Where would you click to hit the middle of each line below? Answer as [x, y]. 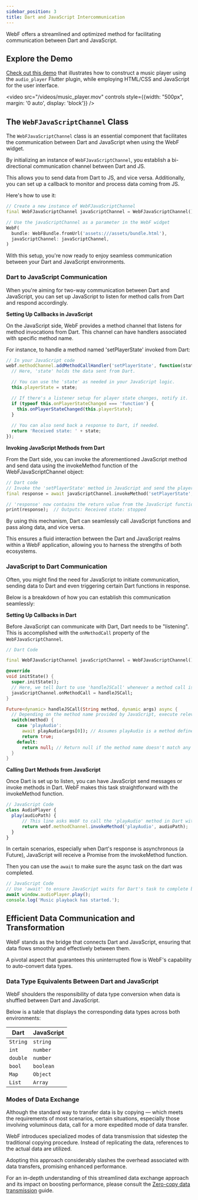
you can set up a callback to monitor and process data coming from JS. [93, 184]
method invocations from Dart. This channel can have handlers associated [96, 332]
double [18, 1058]
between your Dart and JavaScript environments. [66, 262]
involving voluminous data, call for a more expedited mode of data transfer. [97, 1125]
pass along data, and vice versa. [45, 527]
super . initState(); [35, 682]
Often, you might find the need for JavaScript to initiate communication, [93, 579]
